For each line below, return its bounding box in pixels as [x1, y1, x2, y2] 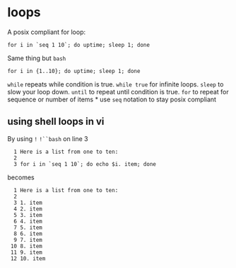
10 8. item [10, 242, 42, 250]
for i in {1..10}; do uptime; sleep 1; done [7, 67, 141, 74]
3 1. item [13, 199, 42, 206]
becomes [7, 173, 35, 182]
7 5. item [13, 224, 42, 231]
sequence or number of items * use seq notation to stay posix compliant [7, 95, 217, 104]
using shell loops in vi [7, 116, 105, 128]
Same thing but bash [7, 54, 66, 62]
